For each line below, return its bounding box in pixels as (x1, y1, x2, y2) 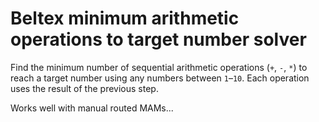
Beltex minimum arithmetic (10, 7, 240, 30)
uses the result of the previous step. (10, 82, 159, 94)
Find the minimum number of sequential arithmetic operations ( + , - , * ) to (10, 61, 308, 73)
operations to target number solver (10, 28, 307, 51)
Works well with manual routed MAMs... (10, 102, 174, 114)
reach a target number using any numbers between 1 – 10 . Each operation (10, 72, 310, 84)
